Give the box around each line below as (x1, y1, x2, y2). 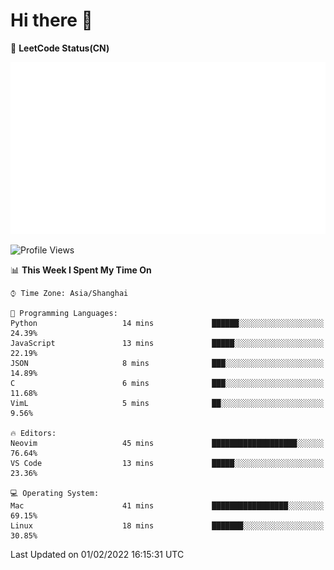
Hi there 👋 (10, 9, 93, 32)
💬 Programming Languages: (10, 308, 118, 318)
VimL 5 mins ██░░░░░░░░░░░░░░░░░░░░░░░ (10, 398, 325, 408)
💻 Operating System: (10, 488, 100, 498)
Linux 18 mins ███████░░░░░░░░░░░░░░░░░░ (10, 520, 325, 531)
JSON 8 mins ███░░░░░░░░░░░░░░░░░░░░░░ (10, 358, 325, 368)
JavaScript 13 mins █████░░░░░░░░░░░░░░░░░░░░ (10, 338, 325, 348)
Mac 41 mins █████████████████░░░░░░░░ (10, 500, 325, 511)
